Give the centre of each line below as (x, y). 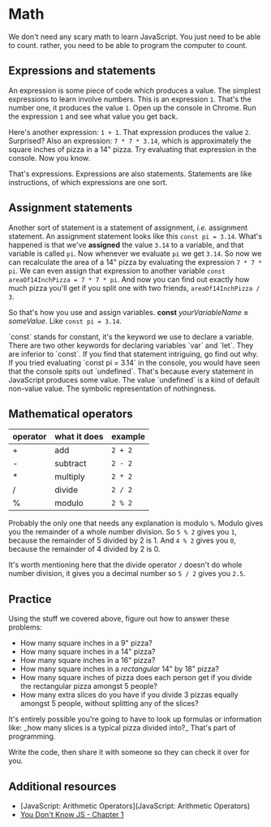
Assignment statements (71, 208)
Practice (30, 599)
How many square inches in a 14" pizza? (88, 652)
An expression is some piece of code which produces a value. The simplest (135, 90)
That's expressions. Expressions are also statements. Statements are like (130, 173)
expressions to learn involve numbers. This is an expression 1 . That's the (130, 99)
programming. (32, 737)
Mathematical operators (71, 414)
